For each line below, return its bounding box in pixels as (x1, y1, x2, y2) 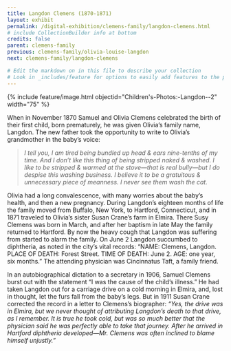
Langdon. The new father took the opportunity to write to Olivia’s (7, 128, 190, 136)
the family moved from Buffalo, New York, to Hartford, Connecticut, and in (7, 206, 217, 214)
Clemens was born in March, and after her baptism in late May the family (7, 220, 213, 228)
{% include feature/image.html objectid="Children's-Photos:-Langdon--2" (7, 92, 218, 100)
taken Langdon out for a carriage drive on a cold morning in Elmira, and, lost (7, 285, 223, 293)
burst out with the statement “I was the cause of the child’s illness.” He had (7, 277, 219, 286)
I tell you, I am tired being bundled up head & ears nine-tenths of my (23, 149, 218, 157)
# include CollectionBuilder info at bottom (7, 29, 137, 36)
